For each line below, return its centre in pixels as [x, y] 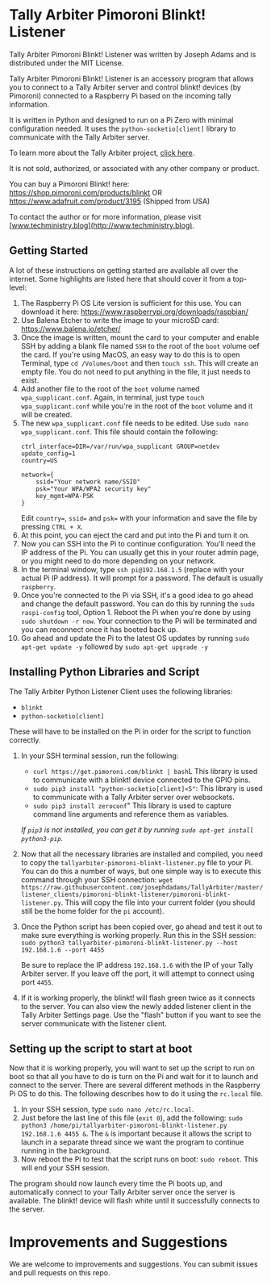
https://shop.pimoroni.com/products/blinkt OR [85, 192]
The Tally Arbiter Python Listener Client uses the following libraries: [121, 691]
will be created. [46, 414]
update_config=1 [48, 454]
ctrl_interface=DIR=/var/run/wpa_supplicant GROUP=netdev [120, 446]
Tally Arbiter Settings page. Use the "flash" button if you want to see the [141, 1015]
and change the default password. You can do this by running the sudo [138, 604]
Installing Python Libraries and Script [104, 672]
